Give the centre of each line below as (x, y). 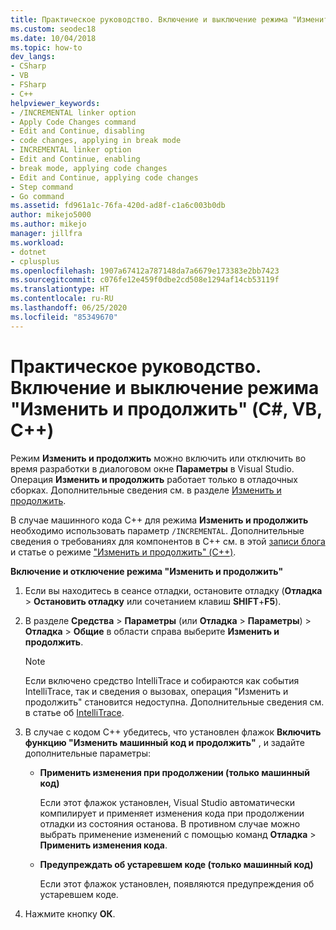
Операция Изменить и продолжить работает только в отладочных (154, 479)
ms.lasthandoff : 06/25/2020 (69, 308)
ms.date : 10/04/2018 (53, 38)
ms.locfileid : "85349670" (64, 317)
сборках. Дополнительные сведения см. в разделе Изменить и (146, 490)
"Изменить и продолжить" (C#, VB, (166, 408)
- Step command (42, 187)
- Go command (37, 196)
